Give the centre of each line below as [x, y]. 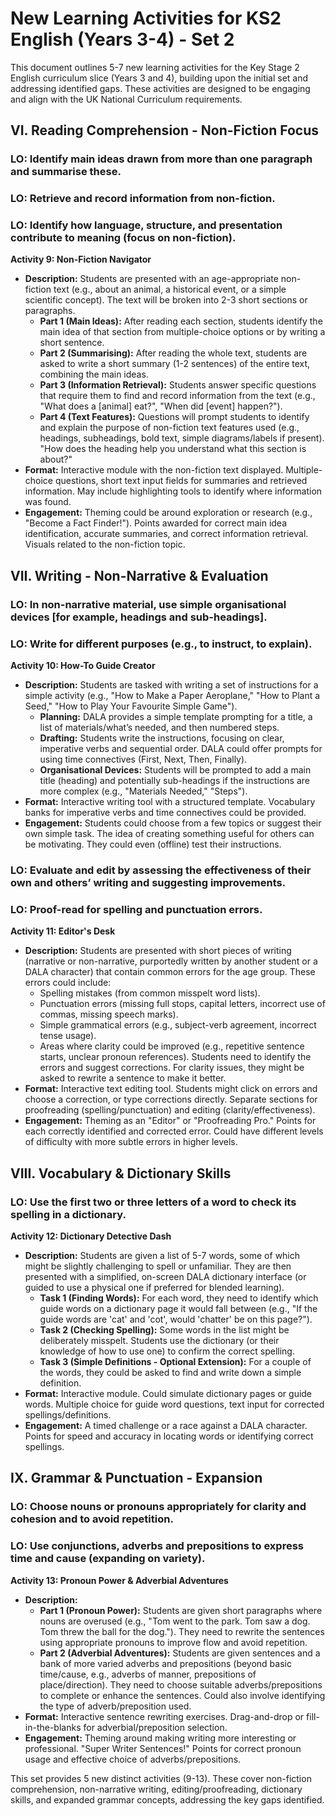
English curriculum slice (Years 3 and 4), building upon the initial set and [159, 78]
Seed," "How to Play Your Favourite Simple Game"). [131, 706]
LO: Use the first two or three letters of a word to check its [153, 1202]
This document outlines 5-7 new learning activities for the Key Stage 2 [155, 67]
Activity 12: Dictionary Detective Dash [91, 1236]
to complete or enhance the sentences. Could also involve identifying [182, 1695]
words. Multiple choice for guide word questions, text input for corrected [174, 1404]
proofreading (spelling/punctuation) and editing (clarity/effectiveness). [170, 1110]
